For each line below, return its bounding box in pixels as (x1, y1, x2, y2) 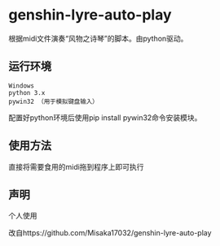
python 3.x (8, 88, 46, 97)
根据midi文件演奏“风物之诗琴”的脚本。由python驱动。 (8, 33, 188, 43)
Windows (8, 81, 35, 90)
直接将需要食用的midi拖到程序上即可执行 (8, 162, 144, 171)
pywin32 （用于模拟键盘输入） (8, 97, 99, 106)
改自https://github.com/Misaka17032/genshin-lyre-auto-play (8, 228, 212, 238)
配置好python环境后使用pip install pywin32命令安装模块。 (8, 112, 202, 123)
